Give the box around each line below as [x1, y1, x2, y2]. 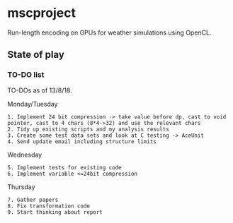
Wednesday [7, 150, 42, 159]
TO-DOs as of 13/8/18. [7, 86, 72, 95]
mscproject [7, 5, 76, 21]
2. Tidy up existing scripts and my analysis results [7, 126, 170, 133]
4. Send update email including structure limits [7, 138, 157, 145]
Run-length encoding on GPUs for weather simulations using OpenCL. [7, 28, 212, 37]
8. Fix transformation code [7, 203, 91, 210]
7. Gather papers [7, 196, 59, 203]
